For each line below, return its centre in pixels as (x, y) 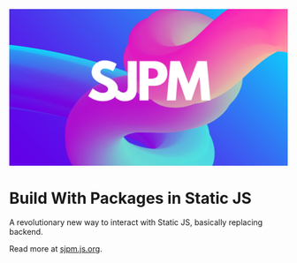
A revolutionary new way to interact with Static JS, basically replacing (136, 222)
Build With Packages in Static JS (130, 198)
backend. (26, 232)
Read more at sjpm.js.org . (56, 249)
